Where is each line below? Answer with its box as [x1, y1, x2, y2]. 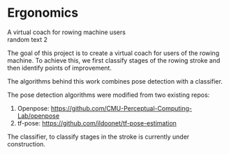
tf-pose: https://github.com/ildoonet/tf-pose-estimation [17, 118, 177, 127]
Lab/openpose [17, 111, 60, 120]
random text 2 [7, 35, 47, 43]
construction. [7, 139, 45, 148]
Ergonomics [7, 5, 79, 21]
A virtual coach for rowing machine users [7, 28, 126, 36]
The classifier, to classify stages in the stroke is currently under [7, 132, 190, 141]
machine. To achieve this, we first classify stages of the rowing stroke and [7, 56, 221, 64]
